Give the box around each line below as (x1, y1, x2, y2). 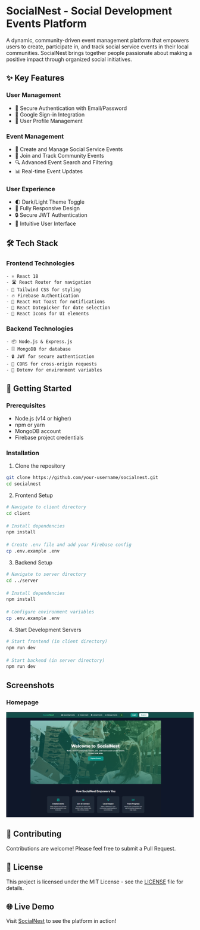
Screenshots (6, 680, 55, 690)
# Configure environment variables (6, 609, 95, 615)
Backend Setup (14, 558, 52, 566)
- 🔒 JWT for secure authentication (6, 354, 95, 360)
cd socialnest (6, 481, 42, 487)
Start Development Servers (14, 626, 82, 633)
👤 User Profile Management (14, 117, 83, 124)
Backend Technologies (6, 324, 74, 333)
